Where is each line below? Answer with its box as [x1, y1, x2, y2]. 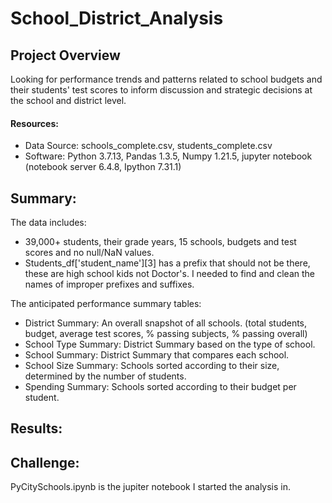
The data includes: [10, 217, 87, 229]
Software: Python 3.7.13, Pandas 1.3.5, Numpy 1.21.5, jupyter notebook [24, 150, 313, 162]
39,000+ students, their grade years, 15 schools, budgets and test [24, 236, 297, 248]
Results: [10, 420, 63, 437]
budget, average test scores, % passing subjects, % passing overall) [24, 328, 308, 340]
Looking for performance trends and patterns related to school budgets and [10, 73, 323, 85]
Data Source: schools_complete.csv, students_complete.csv [24, 140, 273, 152]
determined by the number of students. [24, 370, 187, 382]
